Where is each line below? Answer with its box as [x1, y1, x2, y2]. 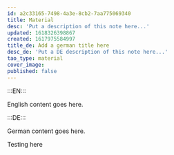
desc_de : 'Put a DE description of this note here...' [7, 49, 168, 56]
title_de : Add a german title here [7, 42, 110, 49]
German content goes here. [7, 127, 86, 135]
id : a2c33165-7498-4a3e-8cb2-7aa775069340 [7, 10, 131, 17]
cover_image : [7, 61, 45, 68]
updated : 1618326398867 [7, 29, 76, 37]
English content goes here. [7, 100, 84, 108]
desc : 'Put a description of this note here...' [7, 23, 150, 30]
